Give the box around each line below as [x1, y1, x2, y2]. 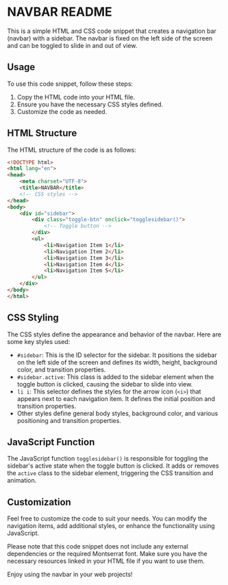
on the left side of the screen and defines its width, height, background [16, 358, 218, 366]
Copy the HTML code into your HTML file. [16, 93, 136, 101]
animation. [7, 477, 37, 485]
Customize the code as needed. [16, 107, 107, 115]
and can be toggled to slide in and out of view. [7, 41, 138, 49]
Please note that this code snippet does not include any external [7, 542, 188, 551]
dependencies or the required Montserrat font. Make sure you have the [7, 550, 207, 558]
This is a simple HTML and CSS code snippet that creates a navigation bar [7, 27, 217, 35]
